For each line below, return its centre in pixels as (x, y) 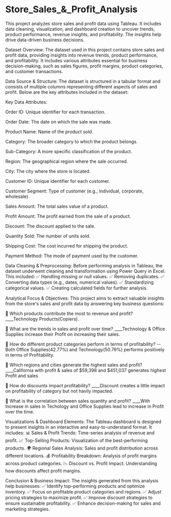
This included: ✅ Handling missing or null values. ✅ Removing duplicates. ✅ (85, 276)
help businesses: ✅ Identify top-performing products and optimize (75, 486)
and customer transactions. (34, 71)
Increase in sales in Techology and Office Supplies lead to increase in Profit (85, 406)
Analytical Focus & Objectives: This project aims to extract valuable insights (85, 298)
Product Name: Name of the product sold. (49, 132)
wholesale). (17, 196)
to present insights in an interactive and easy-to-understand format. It (79, 427)
